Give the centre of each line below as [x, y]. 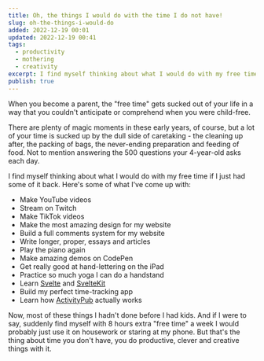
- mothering [35, 60]
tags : [17, 45]
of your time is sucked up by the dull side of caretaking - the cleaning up [126, 135]
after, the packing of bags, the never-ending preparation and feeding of [124, 144]
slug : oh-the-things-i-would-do [61, 23]
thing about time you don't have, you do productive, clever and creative [124, 340]
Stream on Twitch [48, 208]
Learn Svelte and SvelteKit [62, 283]
